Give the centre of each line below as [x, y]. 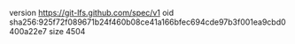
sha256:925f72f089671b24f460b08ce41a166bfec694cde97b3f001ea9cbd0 [147, 22]
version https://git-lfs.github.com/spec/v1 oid [92, 13]
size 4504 [67, 31]
